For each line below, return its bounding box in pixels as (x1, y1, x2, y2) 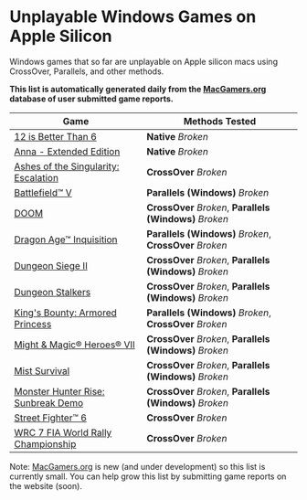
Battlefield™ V (14, 186, 73, 198)
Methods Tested (183, 114, 257, 127)
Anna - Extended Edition (14, 144, 121, 157)
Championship (14, 437, 77, 450)
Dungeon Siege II (14, 259, 89, 271)
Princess (14, 317, 52, 330)
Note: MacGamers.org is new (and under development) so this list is (9, 461, 266, 472)
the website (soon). (9, 480, 82, 491)
